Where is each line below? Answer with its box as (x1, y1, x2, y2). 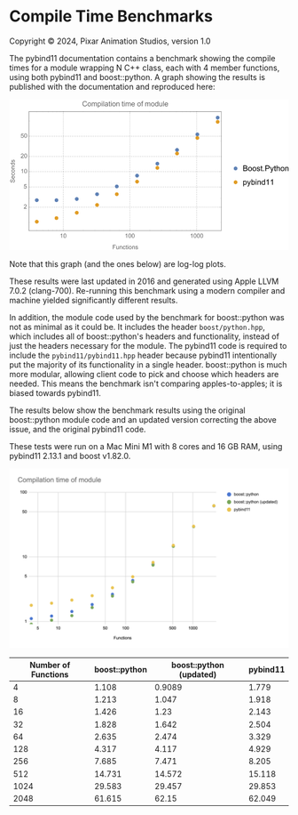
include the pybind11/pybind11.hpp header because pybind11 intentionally (9, 350, 278, 361)
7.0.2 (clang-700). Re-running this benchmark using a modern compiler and (9, 286, 286, 296)
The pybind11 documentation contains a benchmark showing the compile (9, 52, 276, 63)
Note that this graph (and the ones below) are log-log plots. (9, 259, 226, 270)
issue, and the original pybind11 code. (9, 424, 146, 435)
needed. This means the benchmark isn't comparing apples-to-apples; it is (9, 378, 283, 389)
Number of (29, 659, 71, 670)
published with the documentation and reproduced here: (9, 81, 216, 92)
